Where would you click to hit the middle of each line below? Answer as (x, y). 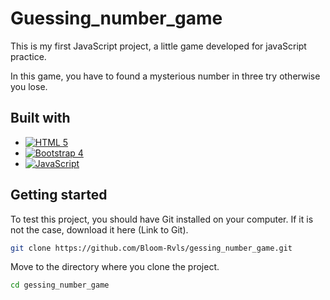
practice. (28, 56)
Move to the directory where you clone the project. (115, 267)
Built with (40, 118)
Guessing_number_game (116, 18)
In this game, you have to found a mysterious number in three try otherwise (165, 76)
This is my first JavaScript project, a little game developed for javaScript (158, 46)
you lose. (29, 86)
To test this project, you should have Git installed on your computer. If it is (162, 219)
